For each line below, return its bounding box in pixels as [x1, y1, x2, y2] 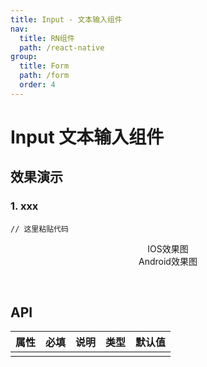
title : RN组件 [19, 33, 75, 43]
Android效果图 [138, 255, 198, 267]
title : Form [19, 61, 70, 71]
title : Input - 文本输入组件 [10, 14, 123, 25]
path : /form [19, 71, 70, 81]
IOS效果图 [147, 242, 189, 255]
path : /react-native [19, 42, 105, 53]
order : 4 [19, 80, 56, 90]
